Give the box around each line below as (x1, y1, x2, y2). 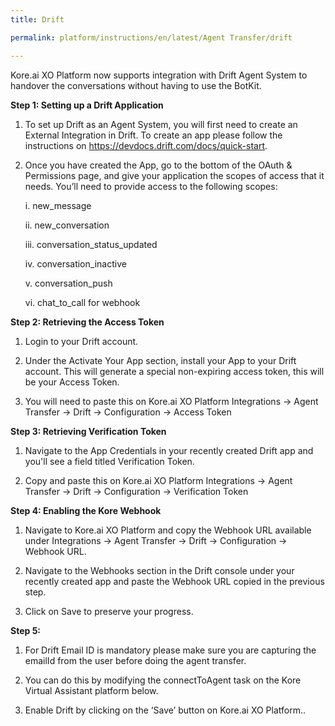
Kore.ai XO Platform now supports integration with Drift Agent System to (10, 69, 308, 81)
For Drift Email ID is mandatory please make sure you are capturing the (24, 644, 317, 656)
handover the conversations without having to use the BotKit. (10, 79, 262, 91)
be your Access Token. (24, 376, 120, 388)
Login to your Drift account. (24, 335, 139, 347)
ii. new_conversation (24, 219, 110, 231)
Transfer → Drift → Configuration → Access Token (24, 406, 232, 418)
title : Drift (10, 14, 65, 25)
